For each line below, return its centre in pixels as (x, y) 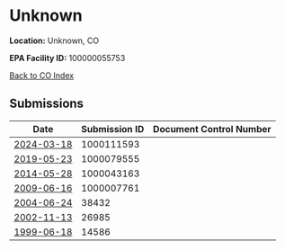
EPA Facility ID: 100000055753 (67, 58)
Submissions (46, 104)
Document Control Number (212, 129)
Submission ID (112, 129)
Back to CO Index (42, 75)
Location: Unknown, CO (54, 40)
